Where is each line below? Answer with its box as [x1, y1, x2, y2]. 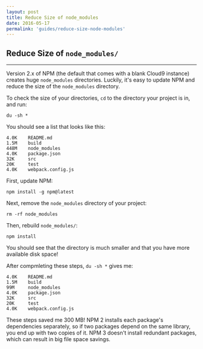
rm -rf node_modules [6, 211, 59, 218]
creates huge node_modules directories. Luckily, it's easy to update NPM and [6, 76, 195, 83]
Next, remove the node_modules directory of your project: [6, 200, 147, 207]
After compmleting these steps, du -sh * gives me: [6, 263, 134, 270]
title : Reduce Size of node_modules [6, 15, 98, 21]
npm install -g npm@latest [6, 189, 74, 195]
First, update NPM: [6, 177, 53, 184]
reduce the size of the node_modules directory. [6, 83, 120, 90]
